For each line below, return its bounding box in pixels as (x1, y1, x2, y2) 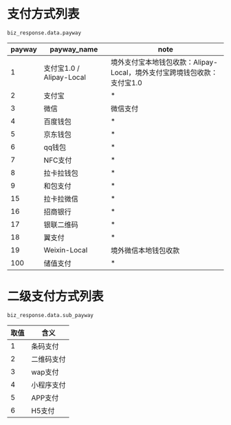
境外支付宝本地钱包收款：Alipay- (110, 57, 218, 67)
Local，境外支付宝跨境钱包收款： (110, 67, 218, 77)
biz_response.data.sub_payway (7, 312, 94, 318)
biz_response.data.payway (7, 29, 81, 36)
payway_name (49, 44, 98, 54)
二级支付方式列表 (7, 289, 104, 305)
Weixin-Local (43, 245, 88, 254)
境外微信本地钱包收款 (110, 246, 180, 255)
